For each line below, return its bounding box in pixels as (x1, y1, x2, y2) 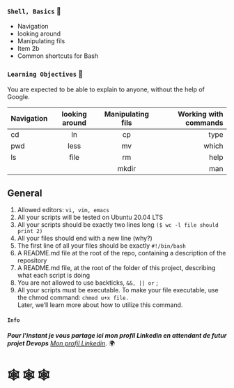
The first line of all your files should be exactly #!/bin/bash (17, 241, 186, 250)
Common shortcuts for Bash (17, 52, 99, 60)
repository (17, 256, 47, 264)
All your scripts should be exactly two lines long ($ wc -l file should (17, 221, 219, 229)
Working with (177, 109, 224, 119)
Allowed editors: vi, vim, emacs (17, 206, 110, 214)
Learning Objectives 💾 (7, 69, 84, 79)
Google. (7, 92, 30, 100)
